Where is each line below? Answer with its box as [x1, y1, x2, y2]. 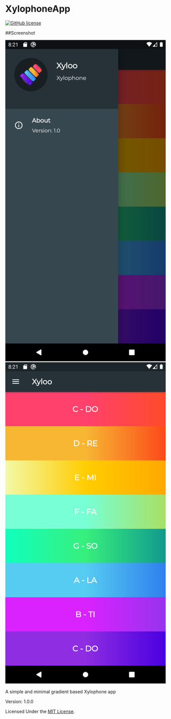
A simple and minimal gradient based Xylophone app [5, 688, 116, 695]
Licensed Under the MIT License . [5, 708, 75, 714]
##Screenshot [5, 30, 35, 36]
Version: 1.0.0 [5, 698, 34, 704]
